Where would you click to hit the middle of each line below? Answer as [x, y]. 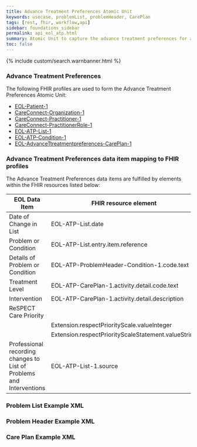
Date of [19, 217]
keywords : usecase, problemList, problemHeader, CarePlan [78, 17]
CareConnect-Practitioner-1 [48, 119]
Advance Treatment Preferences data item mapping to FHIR [93, 159]
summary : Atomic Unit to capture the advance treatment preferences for [97, 39]
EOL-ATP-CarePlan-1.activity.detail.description [117, 299]
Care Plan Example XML [41, 437]
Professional [26, 344]
